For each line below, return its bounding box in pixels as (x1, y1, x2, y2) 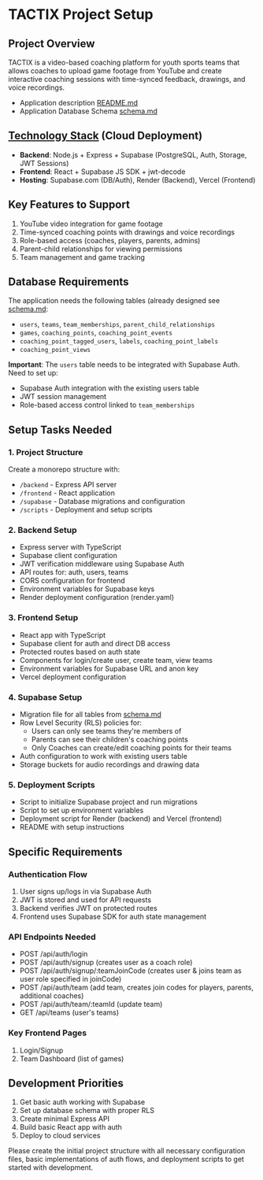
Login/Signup (19, 1045, 64, 1055)
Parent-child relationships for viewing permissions (19, 244, 183, 253)
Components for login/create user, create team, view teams (19, 655, 213, 664)
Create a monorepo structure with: (8, 464, 120, 474)
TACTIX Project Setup (8, 6, 154, 24)
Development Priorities (8, 1076, 124, 1089)
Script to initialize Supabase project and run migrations (19, 797, 198, 807)
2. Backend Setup (8, 525, 77, 536)
